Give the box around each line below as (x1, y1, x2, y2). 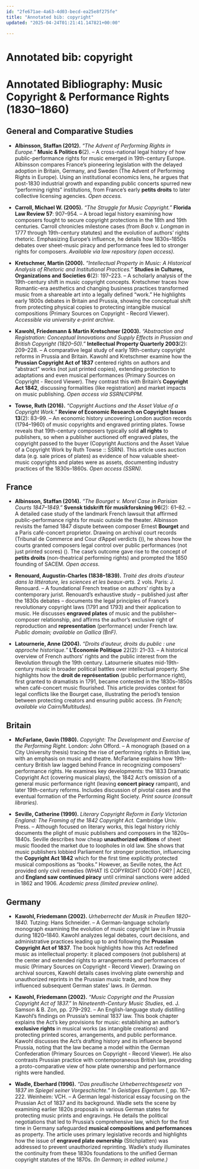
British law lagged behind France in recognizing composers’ (35, 761, 182, 768)
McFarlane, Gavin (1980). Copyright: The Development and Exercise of (14, 736, 190, 744)
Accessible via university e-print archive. (14, 316, 115, 323)
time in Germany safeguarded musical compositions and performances (14, 1125, 192, 1132)
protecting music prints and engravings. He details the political (14, 1112, 168, 1119)
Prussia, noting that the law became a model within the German (14, 1044, 170, 1051)
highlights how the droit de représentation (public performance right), (14, 672, 187, 679)
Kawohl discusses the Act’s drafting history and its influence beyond (14, 1037, 182, 1045)
